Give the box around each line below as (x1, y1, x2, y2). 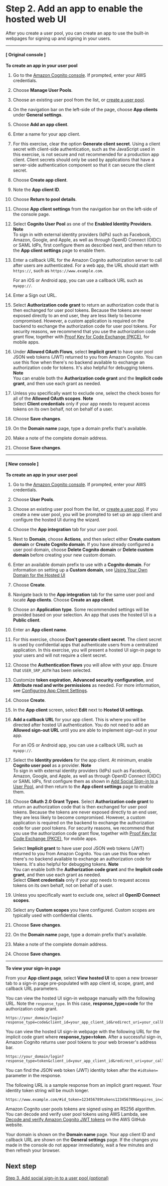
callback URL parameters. (5, 986, 59, 991)
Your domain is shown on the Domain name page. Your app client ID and (5, 1132, 155, 1138)
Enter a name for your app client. (12, 131, 81, 137)
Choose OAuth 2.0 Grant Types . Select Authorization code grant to (12, 798, 154, 804)
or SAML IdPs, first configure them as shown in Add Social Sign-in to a (12, 779, 159, 785)
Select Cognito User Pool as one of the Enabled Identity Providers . (12, 221, 153, 227)
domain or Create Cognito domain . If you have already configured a (12, 542, 154, 548)
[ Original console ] (5, 51, 46, 57)
